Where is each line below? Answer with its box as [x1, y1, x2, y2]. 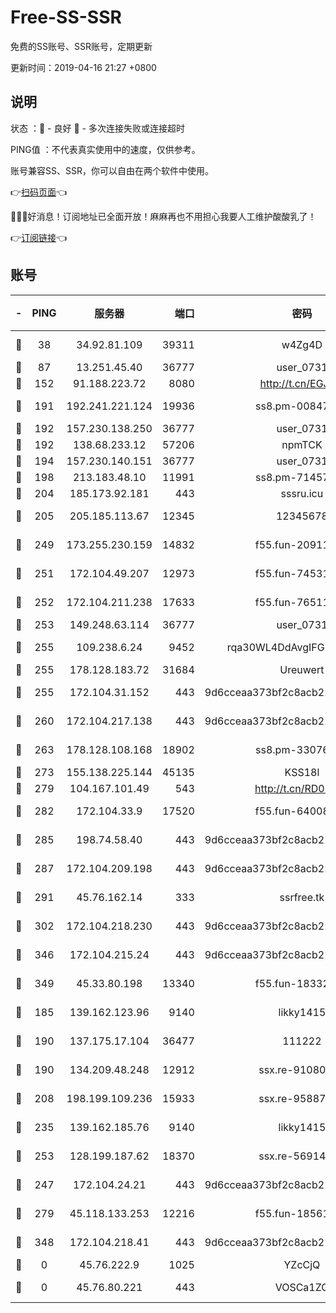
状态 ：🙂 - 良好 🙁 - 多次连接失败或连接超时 [10, 122, 185, 134]
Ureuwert [279, 662, 325, 676]
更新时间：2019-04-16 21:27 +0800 [10, 61, 157, 73]
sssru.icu [280, 486, 324, 500]
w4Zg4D [281, 337, 323, 351]
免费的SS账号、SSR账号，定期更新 [10, 40, 153, 52]
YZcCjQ [283, 1257, 321, 1271]
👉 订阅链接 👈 [10, 231, 68, 243]
